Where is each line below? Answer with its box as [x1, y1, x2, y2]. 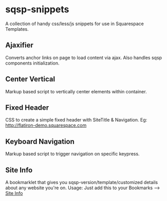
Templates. [5, 26, 29, 32]
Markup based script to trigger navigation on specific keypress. [5, 151, 140, 157]
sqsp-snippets [5, 4, 69, 15]
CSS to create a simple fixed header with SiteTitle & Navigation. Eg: [5, 117, 147, 123]
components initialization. [5, 60, 60, 66]
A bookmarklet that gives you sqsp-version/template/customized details [5, 179, 158, 185]
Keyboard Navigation [5, 137, 75, 146]
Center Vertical [5, 75, 55, 84]
